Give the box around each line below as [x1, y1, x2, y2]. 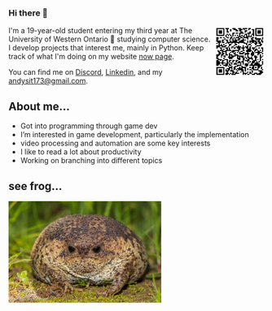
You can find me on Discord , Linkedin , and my [8, 67, 163, 77]
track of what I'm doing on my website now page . [8, 52, 175, 62]
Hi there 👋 [8, 7, 49, 19]
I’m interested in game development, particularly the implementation [20, 130, 250, 140]
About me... [8, 99, 71, 113]
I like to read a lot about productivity [20, 147, 142, 157]
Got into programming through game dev [20, 121, 158, 131]
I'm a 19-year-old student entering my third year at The [8, 26, 193, 36]
